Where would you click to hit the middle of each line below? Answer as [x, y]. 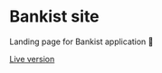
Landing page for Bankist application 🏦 [81, 41]
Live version [32, 59]
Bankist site [54, 17]
